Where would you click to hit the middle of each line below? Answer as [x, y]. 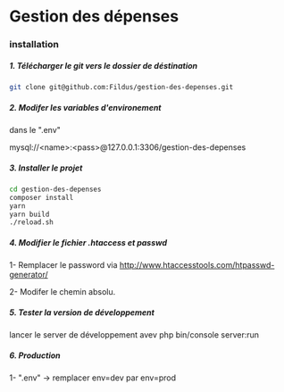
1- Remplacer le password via [63, 265]
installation [34, 45]
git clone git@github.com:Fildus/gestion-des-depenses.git [121, 88]
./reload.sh [31, 222]
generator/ [29, 275]
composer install [42, 197]
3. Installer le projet [46, 168]
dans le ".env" [35, 129]
